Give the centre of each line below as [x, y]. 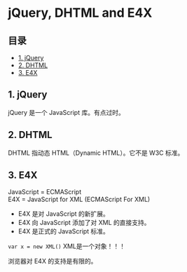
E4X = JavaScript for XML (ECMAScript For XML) [79, 199]
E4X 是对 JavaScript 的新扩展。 [63, 214]
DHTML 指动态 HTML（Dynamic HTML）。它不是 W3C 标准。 [96, 153]
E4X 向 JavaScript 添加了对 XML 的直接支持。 [84, 223]
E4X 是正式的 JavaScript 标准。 [63, 231]
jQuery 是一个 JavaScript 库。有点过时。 [66, 112]
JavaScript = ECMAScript [45, 192]
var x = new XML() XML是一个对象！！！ [67, 246]
